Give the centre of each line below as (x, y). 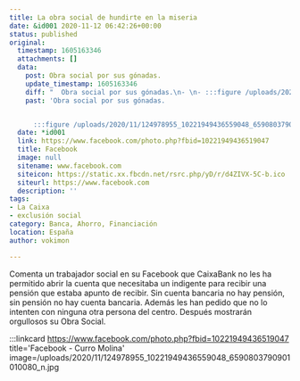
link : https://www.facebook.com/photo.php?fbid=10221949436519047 (143, 141)
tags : (19, 199)
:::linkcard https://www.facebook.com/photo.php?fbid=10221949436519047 (149, 338)
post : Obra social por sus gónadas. (94, 76)
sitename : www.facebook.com (70, 166)
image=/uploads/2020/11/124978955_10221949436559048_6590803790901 (150, 357)
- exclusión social (46, 216)
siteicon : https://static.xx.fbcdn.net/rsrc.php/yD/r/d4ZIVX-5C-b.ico (151, 174)
